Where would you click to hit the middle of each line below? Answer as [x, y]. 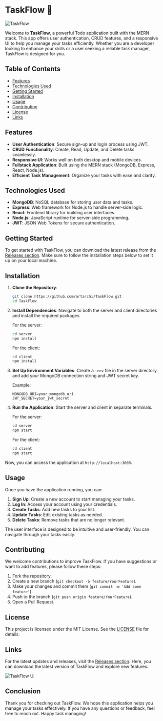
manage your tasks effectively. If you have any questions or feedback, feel [80, 708]
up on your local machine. [31, 260]
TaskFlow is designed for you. [35, 54]
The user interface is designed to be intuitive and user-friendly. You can [77, 529]
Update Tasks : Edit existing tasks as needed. [58, 515]
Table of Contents [33, 69]
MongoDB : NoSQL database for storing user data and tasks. [73, 202]
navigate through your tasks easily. [40, 534]
